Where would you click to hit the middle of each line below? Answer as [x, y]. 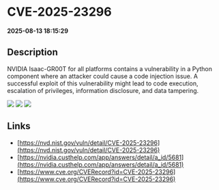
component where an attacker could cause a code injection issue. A [102, 76]
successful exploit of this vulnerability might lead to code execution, [103, 83]
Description [32, 52]
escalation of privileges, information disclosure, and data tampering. [103, 90]
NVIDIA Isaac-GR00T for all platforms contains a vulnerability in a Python [110, 68]
